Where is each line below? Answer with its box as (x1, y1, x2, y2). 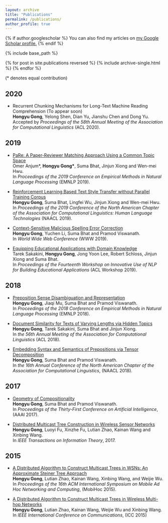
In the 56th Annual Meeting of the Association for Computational (12, 331, 147, 337)
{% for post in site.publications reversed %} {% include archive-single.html (5, 60, 160, 66)
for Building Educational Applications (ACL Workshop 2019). (12, 267, 137, 273)
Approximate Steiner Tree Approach (12, 470, 87, 476)
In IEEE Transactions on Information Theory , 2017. (12, 437, 116, 443)
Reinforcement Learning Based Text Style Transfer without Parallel (12, 188, 150, 194)
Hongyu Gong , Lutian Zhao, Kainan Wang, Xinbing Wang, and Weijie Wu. (12, 476, 163, 482)
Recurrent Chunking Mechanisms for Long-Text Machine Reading (12, 103, 148, 109)
